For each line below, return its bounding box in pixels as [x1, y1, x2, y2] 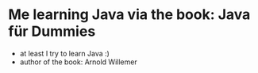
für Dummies [8, 22, 96, 40]
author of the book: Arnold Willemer [19, 57, 137, 67]
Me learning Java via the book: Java [8, 6, 251, 24]
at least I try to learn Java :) [19, 48, 110, 58]
